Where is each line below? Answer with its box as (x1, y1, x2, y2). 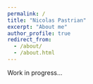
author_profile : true (7, 29, 71, 37)
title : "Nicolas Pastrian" (7, 17, 87, 24)
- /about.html (13, 50, 55, 57)
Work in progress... (7, 68, 63, 77)
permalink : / (7, 10, 46, 17)
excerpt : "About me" (7, 23, 68, 30)
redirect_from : (7, 36, 52, 43)
